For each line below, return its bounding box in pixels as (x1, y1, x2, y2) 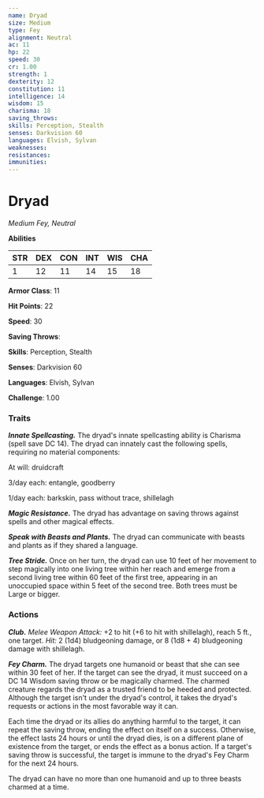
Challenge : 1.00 (8, 393, 61, 403)
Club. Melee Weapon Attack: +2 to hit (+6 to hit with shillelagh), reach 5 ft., (8, 627, 252, 636)
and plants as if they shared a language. (8, 541, 138, 550)
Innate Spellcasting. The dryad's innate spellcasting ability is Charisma (8, 431, 241, 440)
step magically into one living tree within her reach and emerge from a (8, 564, 236, 574)
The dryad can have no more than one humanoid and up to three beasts (8, 774, 242, 783)
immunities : (8, 159, 47, 167)
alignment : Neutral (8, 33, 73, 42)
